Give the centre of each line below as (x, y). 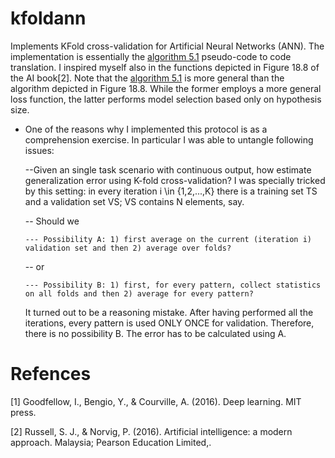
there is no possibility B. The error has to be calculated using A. (155, 333)
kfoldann (48, 18)
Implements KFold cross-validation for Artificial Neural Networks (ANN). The (167, 46)
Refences (51, 374)
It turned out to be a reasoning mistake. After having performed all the (169, 312)
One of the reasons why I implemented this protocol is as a (146, 129)
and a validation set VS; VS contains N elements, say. (134, 201)
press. (23, 412)
